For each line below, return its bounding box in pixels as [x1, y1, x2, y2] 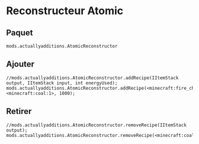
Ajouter [6, 59, 34, 69]
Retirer [6, 106, 32, 116]
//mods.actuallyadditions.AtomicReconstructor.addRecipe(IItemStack [6, 75, 179, 81]
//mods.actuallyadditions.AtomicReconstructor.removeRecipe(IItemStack [6, 122, 187, 128]
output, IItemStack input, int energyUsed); [6, 80, 118, 86]
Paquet [6, 28, 34, 38]
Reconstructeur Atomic [6, 4, 124, 18]
